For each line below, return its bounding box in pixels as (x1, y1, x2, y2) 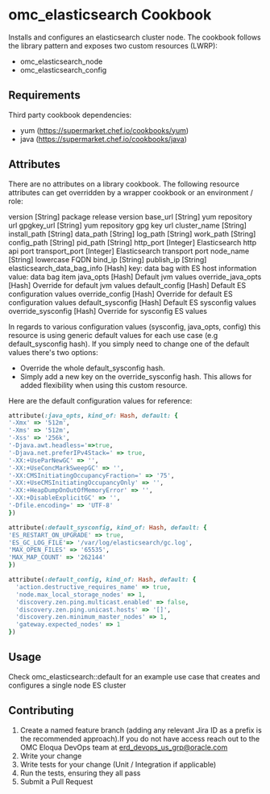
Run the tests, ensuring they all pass (19, 768, 141, 778)
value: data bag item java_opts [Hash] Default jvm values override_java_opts (8, 272, 262, 282)
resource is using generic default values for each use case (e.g (8, 330, 218, 340)
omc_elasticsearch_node (19, 56, 103, 66)
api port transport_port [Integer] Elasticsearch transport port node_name (8, 246, 250, 256)
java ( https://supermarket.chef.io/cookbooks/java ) (19, 134, 188, 144)
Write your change (19, 750, 82, 760)
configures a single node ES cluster (8, 680, 127, 690)
